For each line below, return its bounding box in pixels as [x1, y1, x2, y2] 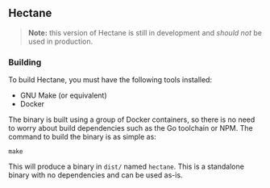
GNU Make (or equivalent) [19, 90, 107, 100]
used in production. [27, 36, 93, 46]
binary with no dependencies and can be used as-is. [8, 170, 183, 180]
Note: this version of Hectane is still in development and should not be [27, 27, 262, 37]
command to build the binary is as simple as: [8, 132, 157, 142]
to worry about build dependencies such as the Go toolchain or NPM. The [8, 123, 253, 133]
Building [8, 56, 42, 68]
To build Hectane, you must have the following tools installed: [8, 75, 212, 85]
